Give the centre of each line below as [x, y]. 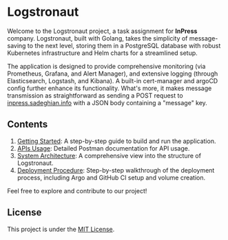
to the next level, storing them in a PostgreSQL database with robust [124, 45]
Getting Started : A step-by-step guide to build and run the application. [116, 141]
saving [17, 45]
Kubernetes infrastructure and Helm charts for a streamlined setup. [102, 53]
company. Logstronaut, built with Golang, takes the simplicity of [97, 38]
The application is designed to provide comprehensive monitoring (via [106, 66]
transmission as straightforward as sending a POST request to [95, 95]
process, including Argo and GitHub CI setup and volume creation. [111, 177]
